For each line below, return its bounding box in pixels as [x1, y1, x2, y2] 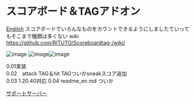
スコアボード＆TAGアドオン [6, 5, 140, 18]
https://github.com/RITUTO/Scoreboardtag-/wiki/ [6, 39, 125, 46]
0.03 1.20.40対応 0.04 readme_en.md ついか [6, 77, 113, 84]
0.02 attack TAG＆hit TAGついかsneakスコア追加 [6, 70, 127, 77]
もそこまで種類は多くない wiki [6, 32, 79, 39]
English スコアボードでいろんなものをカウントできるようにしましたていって [6, 25, 190, 32]
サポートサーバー [6, 90, 48, 97]
